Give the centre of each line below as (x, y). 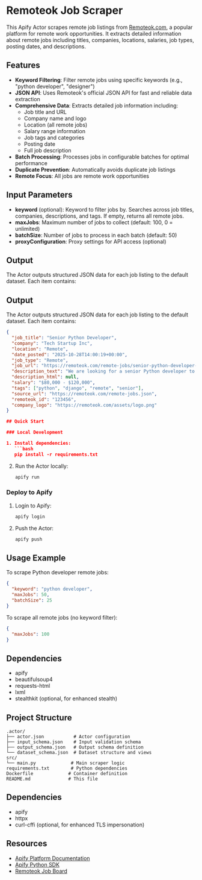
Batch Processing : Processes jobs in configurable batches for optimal (102, 157)
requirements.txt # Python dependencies (67, 768)
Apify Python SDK (37, 864)
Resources (27, 844)
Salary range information (55, 131)
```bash (24, 449)
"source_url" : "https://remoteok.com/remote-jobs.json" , (84, 394)
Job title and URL (45, 112)
